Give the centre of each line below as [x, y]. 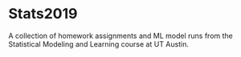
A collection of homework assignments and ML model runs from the [120, 36]
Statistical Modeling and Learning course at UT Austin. [98, 44]
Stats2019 [43, 14]
